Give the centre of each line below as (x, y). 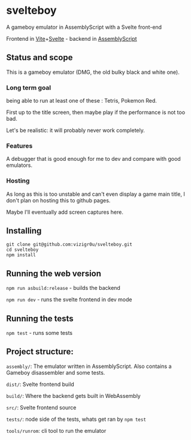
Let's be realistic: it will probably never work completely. (76, 130)
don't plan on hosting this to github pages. (58, 200)
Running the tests (40, 318)
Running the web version (54, 273)
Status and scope (40, 58)
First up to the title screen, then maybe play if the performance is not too (96, 112)
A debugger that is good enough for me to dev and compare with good (93, 159)
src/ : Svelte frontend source (41, 407)
